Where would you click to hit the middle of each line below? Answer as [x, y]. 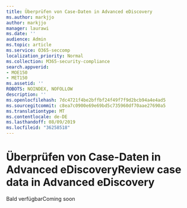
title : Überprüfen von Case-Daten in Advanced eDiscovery [79, 12]
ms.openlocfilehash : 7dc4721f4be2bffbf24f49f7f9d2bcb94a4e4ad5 [86, 100]
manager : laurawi [28, 28]
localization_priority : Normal [45, 56]
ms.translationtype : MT [36, 111]
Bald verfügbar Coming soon [41, 198]
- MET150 [17, 78]
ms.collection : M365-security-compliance [58, 61]
